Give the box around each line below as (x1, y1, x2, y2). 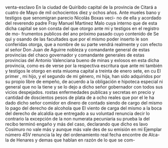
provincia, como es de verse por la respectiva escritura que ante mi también (5, 62, 163, 68)
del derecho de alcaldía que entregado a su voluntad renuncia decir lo (5, 110, 150, 116)
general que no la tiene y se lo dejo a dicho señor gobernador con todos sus (5, 84, 163, 89)
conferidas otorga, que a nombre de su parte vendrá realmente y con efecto (5, 41, 162, 47)
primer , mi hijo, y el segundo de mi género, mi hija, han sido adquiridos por (5, 73, 161, 79)
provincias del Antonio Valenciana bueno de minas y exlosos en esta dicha (5, 57, 159, 63)
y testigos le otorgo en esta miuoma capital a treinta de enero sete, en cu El (5, 68, 161, 74)
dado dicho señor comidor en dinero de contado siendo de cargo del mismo (5, 100, 162, 105)
